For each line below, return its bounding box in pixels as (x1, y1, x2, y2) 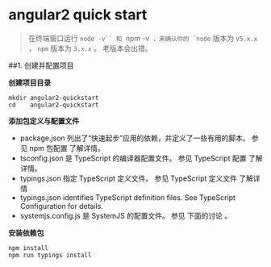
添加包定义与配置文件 (8, 115, 79, 126)
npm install (8, 244, 48, 252)
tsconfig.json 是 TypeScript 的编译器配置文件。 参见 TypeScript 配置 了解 (19, 153, 263, 163)
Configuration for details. (19, 201, 103, 211)
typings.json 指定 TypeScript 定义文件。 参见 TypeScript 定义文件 (19, 173, 238, 183)
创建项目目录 (8, 77, 51, 87)
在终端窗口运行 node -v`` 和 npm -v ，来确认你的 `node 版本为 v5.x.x (27, 33, 258, 43)
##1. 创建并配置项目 (8, 60, 74, 70)
